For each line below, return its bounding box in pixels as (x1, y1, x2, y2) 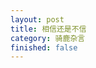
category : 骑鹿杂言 (10, 33, 86, 43)
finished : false (10, 42, 78, 53)
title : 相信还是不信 (10, 24, 87, 34)
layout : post (10, 14, 65, 25)
